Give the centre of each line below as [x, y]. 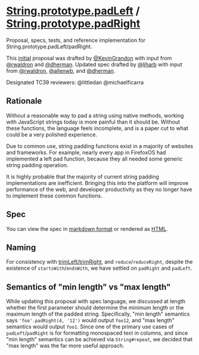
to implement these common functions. [54, 196]
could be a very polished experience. [52, 134]
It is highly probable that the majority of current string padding [83, 177]
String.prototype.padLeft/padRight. [49, 47]
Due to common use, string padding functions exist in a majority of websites [100, 146]
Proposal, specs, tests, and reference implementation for [76, 40]
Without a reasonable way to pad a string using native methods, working [95, 115]
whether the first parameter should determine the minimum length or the [95, 308]
